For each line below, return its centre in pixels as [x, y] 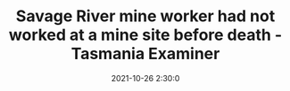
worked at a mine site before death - [145, 35]
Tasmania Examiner [145, 54]
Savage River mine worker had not [145, 16]
